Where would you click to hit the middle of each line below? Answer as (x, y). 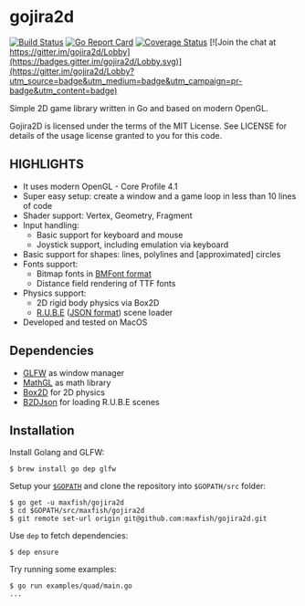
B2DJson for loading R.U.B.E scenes (91, 402)
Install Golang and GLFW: (57, 453)
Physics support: (54, 293)
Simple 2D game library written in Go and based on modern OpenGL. (139, 108)
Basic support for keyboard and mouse (110, 235)
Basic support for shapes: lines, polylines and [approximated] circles (152, 254)
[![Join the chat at (243, 42)
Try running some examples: (63, 569)
